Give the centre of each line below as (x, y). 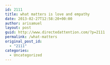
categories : (17, 50)
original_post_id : (24, 42)
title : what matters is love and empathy (47, 14)
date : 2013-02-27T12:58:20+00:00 (39, 19)
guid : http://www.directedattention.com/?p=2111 (55, 32)
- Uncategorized (26, 55)
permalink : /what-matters (31, 37)
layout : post (18, 28)
